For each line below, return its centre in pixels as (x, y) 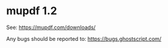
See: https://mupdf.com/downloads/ (51, 27)
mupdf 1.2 (32, 11)
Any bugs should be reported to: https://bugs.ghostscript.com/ (84, 39)
